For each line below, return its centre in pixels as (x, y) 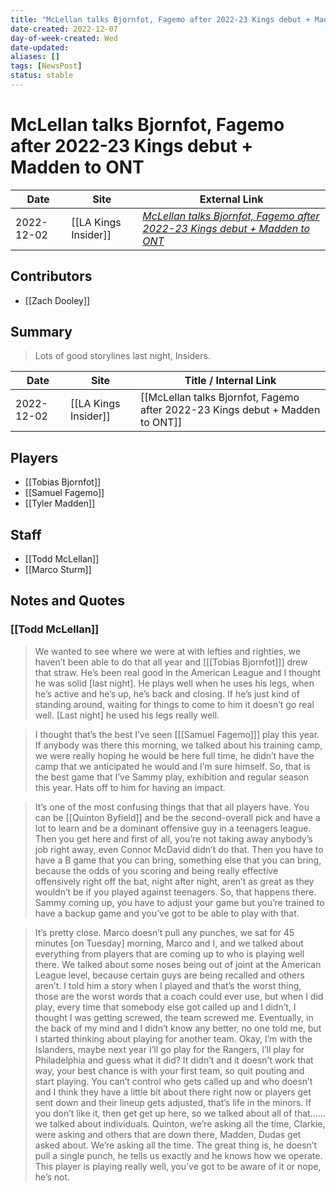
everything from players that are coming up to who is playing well (169, 953)
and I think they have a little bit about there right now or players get (173, 1092)
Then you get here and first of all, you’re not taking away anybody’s (173, 838)
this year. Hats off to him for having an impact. (130, 787)
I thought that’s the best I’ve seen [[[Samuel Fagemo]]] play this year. (177, 734)
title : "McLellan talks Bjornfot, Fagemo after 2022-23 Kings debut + (160, 19)
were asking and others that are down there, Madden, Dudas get (168, 1134)
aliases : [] (35, 57)
